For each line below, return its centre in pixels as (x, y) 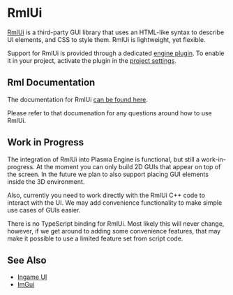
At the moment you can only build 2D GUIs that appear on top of (128, 166)
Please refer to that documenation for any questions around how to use (110, 113)
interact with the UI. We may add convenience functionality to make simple (115, 202)
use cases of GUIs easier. (44, 210)
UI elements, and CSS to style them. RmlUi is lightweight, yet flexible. (106, 39)
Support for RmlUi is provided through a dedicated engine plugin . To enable (116, 53)
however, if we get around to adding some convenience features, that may (114, 231)
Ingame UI (32, 277)
